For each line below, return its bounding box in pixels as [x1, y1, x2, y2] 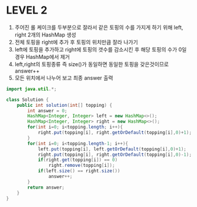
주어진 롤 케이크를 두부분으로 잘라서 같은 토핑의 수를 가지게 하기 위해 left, [14, 24, 183, 31]
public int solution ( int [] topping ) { [17, 102, 112, 108]
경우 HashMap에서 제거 [14, 53, 70, 60]
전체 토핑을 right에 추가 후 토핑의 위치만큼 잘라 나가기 [14, 38, 138, 45]
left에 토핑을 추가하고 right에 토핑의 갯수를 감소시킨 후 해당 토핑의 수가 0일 [14, 45, 187, 53]
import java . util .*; [6, 86, 57, 92]
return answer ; [27, 184, 65, 190]
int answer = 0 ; [27, 107, 67, 114]
